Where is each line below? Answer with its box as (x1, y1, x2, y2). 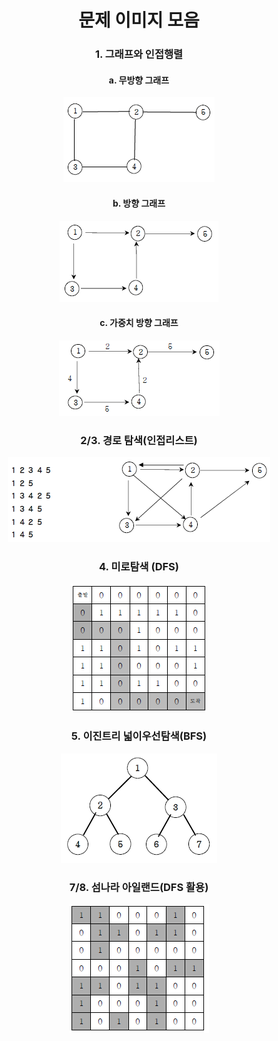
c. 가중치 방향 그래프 (99, 317, 179, 329)
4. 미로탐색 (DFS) (99, 559, 179, 573)
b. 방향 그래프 (112, 197, 166, 209)
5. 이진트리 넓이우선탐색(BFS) (70, 729, 208, 743)
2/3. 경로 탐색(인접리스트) (80, 433, 198, 447)
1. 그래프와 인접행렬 (94, 47, 184, 61)
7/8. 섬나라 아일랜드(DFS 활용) (69, 880, 209, 894)
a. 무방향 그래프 (108, 74, 170, 86)
